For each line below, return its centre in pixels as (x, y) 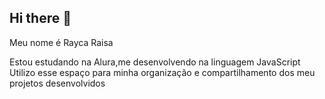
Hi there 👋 (40, 18)
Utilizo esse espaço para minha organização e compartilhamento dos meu (162, 72)
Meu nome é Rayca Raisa (61, 42)
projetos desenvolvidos (57, 83)
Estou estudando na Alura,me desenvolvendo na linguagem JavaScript (155, 62)
